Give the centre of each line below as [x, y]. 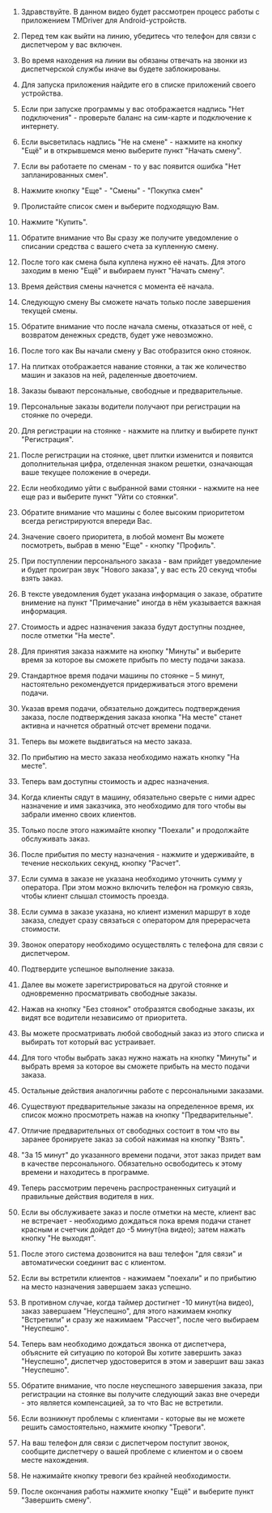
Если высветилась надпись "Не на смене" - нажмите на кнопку [132, 142]
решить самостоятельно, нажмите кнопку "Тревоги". [113, 1427]
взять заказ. [42, 578]
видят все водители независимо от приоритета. [104, 1018]
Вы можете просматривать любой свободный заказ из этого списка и [142, 1033]
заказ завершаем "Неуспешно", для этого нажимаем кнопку [126, 1311]
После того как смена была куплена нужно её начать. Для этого [133, 262]
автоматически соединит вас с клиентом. [93, 1262]
